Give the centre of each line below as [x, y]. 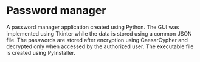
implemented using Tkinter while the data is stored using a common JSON [99, 33]
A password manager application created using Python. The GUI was [93, 27]
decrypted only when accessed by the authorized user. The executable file [100, 46]
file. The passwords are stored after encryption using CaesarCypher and [97, 40]
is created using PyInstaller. [41, 52]
